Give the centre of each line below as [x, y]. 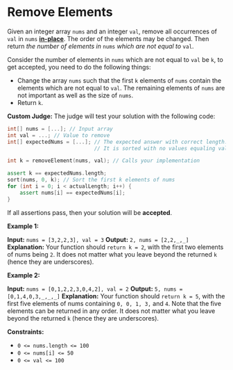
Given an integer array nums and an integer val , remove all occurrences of [112, 31]
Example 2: [24, 275]
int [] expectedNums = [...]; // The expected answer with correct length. [118, 142]
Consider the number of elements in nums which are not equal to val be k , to [115, 59]
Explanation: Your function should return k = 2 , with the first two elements [115, 247]
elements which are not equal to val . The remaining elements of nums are [121, 88]
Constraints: [26, 332]
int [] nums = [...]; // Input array [60, 129]
